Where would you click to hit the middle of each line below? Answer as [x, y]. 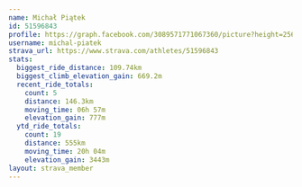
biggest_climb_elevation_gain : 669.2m [90, 76]
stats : [21, 59]
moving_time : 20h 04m [65, 151]
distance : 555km [55, 143]
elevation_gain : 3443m [67, 160]
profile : [25, 34]
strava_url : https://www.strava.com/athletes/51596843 [114, 51]
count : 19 [43, 135]
